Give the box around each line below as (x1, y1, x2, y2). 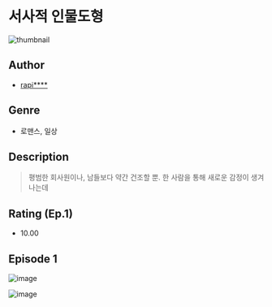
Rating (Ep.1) (8, 206, 73, 220)
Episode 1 (8, 252, 58, 266)
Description (8, 149, 69, 163)
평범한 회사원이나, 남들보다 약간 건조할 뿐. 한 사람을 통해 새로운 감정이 (28, 172, 249, 183)
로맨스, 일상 (19, 126, 58, 136)
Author (8, 58, 45, 72)
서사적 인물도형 (8, 7, 104, 26)
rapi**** (19, 80, 48, 89)
